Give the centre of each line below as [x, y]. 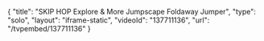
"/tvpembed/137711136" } [49, 29]
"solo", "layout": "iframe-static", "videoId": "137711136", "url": [109, 20]
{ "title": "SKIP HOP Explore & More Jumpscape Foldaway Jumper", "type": [132, 12]
